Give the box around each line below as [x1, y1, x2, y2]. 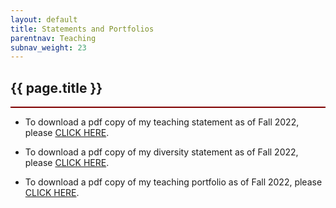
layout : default [10, 14, 78, 25]
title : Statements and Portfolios [10, 24, 155, 34]
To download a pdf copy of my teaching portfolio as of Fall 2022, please [24, 176, 323, 188]
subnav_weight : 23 [10, 42, 87, 53]
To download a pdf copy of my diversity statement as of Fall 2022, [24, 146, 299, 158]
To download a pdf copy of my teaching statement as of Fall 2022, [24, 116, 300, 128]
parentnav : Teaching [10, 33, 97, 43]
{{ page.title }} [10, 79, 103, 96]
